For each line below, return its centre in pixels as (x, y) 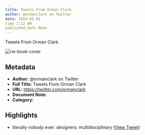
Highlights (21, 116)
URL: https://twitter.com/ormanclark (49, 89)
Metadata (20, 67)
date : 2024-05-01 (23, 19)
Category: (23, 100)
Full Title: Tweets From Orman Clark (49, 84)
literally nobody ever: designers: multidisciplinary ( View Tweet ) (76, 127)
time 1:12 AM (18, 23)
